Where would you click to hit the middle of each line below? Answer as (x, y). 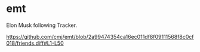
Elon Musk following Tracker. (42, 25)
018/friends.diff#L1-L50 (35, 43)
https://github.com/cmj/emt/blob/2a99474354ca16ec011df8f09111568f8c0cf (100, 36)
